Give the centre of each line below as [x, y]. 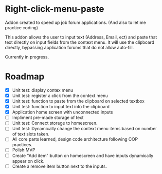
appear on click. [28, 161]
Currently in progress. [27, 57]
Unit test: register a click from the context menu [60, 96]
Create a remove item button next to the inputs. [59, 166]
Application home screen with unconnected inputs [63, 112]
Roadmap [25, 77]
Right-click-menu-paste [55, 9]
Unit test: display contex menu [43, 90]
